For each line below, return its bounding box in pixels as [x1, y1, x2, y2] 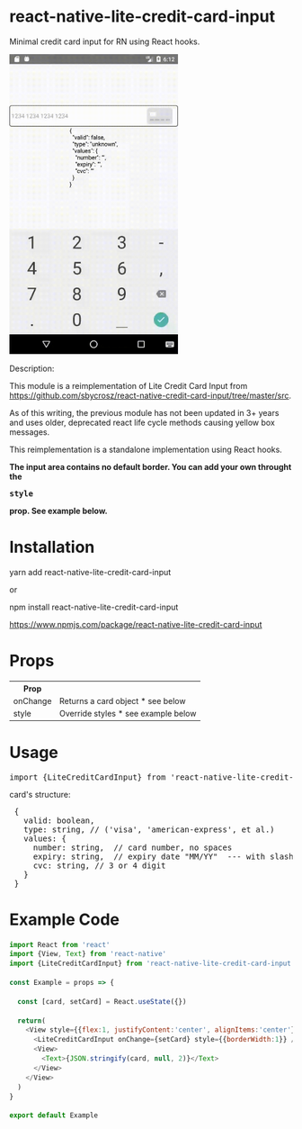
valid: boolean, [23, 815, 95, 826]
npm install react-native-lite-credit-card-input [9, 601, 179, 613]
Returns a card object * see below [59, 695, 186, 706]
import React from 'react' [9, 940, 111, 949]
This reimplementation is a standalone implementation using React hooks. [9, 444, 283, 456]
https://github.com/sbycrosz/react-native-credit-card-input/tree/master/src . [9, 390, 292, 402]
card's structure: [9, 789, 71, 799]
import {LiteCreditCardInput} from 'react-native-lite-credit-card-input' [9, 959, 296, 969]
